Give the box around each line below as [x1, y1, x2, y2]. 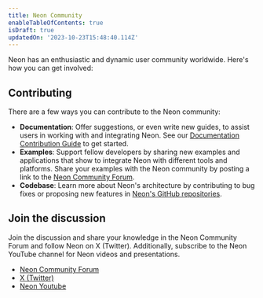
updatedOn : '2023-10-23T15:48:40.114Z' [8, 33, 139, 42]
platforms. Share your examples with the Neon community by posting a [19, 164, 250, 174]
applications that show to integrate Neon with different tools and [19, 156, 228, 165]
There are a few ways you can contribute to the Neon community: [8, 107, 221, 116]
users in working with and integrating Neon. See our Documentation [19, 131, 239, 140]
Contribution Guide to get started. [19, 139, 129, 149]
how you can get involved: [8, 64, 93, 73]
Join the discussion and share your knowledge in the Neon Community [8, 233, 238, 242]
